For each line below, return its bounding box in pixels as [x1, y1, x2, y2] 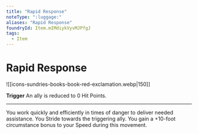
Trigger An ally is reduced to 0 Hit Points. [6, 92, 107, 99]
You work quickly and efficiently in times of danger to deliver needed [6, 109, 174, 116]
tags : [6, 31, 19, 36]
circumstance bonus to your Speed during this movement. [6, 121, 147, 128]
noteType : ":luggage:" [6, 14, 62, 20]
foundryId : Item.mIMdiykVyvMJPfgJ [6, 25, 91, 31]
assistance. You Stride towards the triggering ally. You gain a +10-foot [6, 115, 176, 122]
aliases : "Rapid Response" [6, 19, 72, 25]
